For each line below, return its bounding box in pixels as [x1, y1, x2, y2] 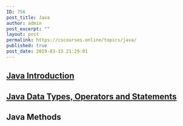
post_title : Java [6, 15, 50, 21]
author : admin [6, 20, 42, 26]
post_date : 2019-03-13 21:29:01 [6, 48, 88, 55]
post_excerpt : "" [6, 25, 50, 32]
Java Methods [6, 111, 62, 122]
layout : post [6, 31, 39, 38]
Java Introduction [6, 71, 75, 81]
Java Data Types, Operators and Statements [6, 91, 177, 102]
